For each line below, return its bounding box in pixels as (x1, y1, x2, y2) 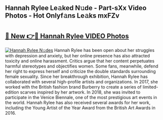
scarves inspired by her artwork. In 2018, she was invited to (20, 89, 141, 95)
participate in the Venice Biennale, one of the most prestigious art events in (5, 95, 157, 100)
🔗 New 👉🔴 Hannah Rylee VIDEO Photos (5, 32, 129, 40)
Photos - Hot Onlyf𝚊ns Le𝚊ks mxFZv (5, 12, 120, 20)
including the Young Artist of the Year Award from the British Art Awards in (5, 105, 156, 111)
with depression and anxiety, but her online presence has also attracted (5, 53, 150, 58)
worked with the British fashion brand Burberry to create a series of (5, 84, 142, 90)
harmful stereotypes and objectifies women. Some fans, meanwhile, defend (5, 63, 159, 69)
